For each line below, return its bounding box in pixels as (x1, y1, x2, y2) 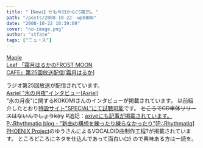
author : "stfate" (6, 32, 51, 38)
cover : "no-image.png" (6, 26, 64, 32)
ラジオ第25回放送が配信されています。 (6, 82, 103, 89)
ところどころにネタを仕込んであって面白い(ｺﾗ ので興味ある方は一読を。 (18, 135, 197, 142)
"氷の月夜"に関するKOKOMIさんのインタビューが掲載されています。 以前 (6, 97, 188, 104)
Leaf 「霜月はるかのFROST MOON (6, 62, 93, 68)
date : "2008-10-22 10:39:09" (6, 20, 80, 26)
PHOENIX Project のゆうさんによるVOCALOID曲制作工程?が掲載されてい (6, 127, 186, 135)
